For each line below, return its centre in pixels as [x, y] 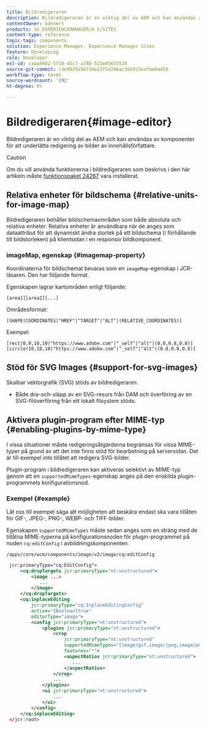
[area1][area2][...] [33, 298]
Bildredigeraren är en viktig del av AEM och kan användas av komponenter [101, 139]
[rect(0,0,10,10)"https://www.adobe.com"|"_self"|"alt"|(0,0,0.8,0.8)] [100, 344]
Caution [16, 157]
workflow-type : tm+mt [34, 75]
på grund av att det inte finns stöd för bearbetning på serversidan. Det [110, 451]
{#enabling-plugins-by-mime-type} [76, 430]
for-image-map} [38, 205]
